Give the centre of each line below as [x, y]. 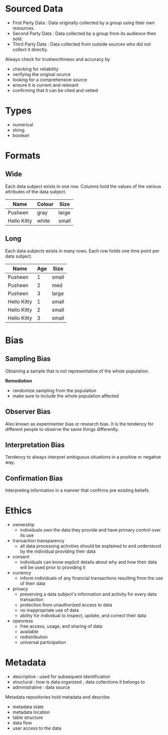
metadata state [28, 707]
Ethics [19, 511]
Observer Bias [28, 412]
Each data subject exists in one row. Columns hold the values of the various [83, 186]
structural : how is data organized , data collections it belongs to [79, 682]
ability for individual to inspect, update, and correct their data [83, 616]
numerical [23, 124]
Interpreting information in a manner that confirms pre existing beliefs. [78, 490]
